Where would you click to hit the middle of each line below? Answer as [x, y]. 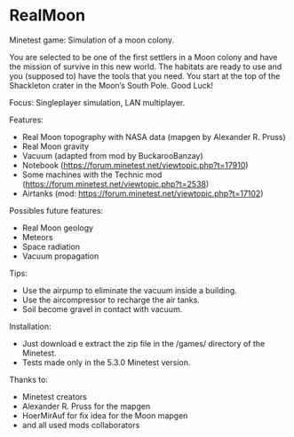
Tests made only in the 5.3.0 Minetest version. [106, 362]
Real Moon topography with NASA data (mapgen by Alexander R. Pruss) [154, 137]
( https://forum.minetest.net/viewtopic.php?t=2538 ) [115, 183]
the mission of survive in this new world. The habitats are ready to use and [146, 66]
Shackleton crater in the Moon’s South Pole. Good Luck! [111, 85]
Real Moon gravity [56, 146]
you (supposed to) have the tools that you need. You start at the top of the [145, 75]
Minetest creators [54, 396]
